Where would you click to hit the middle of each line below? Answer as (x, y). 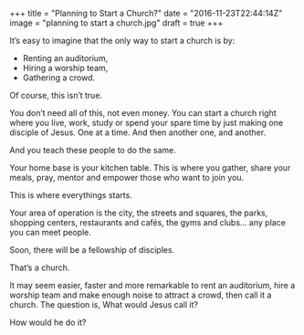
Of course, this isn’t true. (56, 95)
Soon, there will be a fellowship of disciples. (92, 250)
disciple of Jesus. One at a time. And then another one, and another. (138, 132)
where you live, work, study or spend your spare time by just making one (147, 123)
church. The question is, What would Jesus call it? (104, 304)
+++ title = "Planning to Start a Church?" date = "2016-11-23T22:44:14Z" (146, 13)
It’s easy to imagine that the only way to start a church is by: (122, 41)
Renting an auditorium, (65, 58)
